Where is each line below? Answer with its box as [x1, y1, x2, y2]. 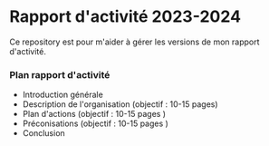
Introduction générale [22, 89, 104, 101]
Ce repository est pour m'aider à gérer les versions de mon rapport [9, 36, 260, 47]
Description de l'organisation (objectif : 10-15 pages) [22, 99, 219, 110]
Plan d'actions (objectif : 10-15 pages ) [22, 109, 166, 120]
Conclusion [22, 128, 65, 139]
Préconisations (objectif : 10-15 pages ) [22, 118, 169, 129]
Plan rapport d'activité [9, 68, 110, 81]
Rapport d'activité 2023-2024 [9, 6, 242, 27]
